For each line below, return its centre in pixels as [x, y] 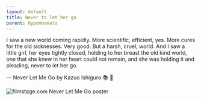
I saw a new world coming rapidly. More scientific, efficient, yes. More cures [101, 40]
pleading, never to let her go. [42, 66]
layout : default [26, 12]
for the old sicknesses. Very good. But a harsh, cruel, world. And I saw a [96, 46]
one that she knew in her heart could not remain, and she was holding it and [100, 59]
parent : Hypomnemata [32, 23]
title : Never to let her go [42, 17]
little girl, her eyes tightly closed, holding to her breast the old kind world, [97, 53]
